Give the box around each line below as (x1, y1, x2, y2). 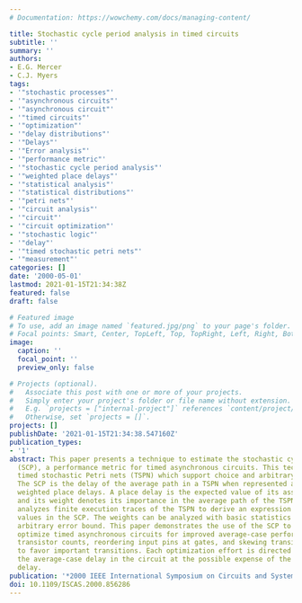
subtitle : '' (9, 38, 58, 47)
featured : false (9, 288, 70, 297)
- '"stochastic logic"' (9, 230, 99, 239)
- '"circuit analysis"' (9, 205, 99, 214)
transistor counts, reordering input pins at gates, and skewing (17, 538, 268, 547)
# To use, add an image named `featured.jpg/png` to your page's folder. (9, 321, 292, 331)
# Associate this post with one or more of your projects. (9, 387, 244, 396)
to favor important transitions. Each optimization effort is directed (17, 546, 292, 555)
